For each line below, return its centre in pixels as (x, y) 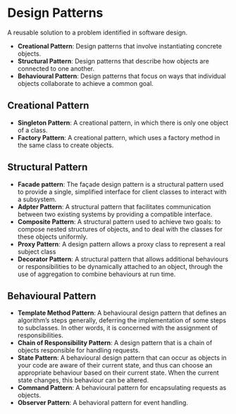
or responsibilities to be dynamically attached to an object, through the (120, 266)
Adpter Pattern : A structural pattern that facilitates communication (114, 206)
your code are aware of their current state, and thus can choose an (115, 365)
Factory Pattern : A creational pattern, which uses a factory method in (119, 137)
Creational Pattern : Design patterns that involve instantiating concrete (119, 46)
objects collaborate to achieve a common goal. (85, 83)
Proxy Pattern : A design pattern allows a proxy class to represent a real (121, 244)
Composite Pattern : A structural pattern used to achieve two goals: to (119, 221)
